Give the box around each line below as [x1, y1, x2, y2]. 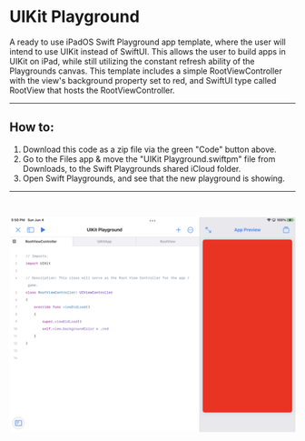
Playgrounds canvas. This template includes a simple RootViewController [9, 65, 283, 76]
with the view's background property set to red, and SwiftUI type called [9, 75, 277, 85]
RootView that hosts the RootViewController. [9, 85, 175, 95]
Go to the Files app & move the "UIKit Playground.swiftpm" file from [22, 153, 276, 165]
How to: [9, 120, 54, 135]
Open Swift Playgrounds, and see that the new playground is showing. [22, 173, 286, 184]
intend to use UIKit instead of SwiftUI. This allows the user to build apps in [9, 45, 286, 56]
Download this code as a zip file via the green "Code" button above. [22, 144, 277, 155]
